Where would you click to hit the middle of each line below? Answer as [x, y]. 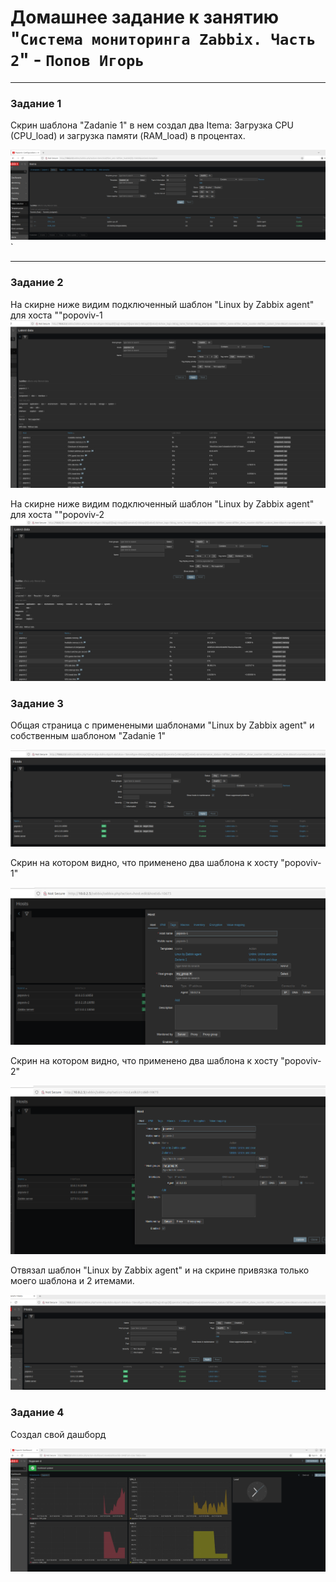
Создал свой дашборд [58, 1434]
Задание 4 [37, 1413]
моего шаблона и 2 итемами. [72, 1281]
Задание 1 [36, 103]
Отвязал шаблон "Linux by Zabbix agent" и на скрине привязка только [160, 1270]
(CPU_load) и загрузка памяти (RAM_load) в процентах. [128, 136]
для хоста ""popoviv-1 [56, 315]
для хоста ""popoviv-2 [57, 515]
